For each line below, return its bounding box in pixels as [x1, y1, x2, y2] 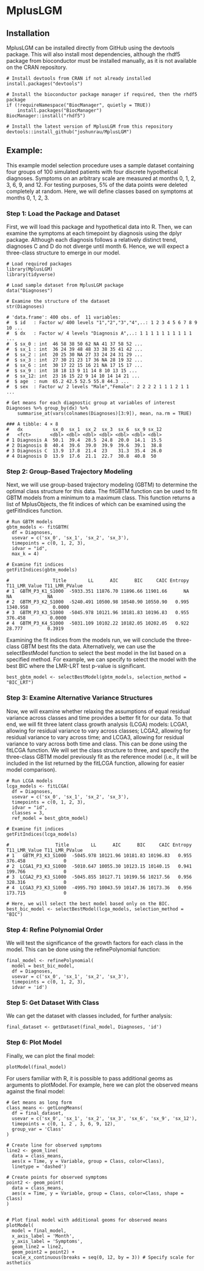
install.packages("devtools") [6, 81, 83, 87]
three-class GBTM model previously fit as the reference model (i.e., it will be [6, 753, 197, 760]
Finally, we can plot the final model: [6, 1052, 96, 1059]
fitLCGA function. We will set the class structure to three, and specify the [6, 746, 189, 754]
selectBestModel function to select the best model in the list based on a [6, 650, 186, 657]
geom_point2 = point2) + [12, 1249, 75, 1255]
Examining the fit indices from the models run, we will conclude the [6, 636, 175, 644]
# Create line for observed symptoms [6, 1142, 102, 1148]
